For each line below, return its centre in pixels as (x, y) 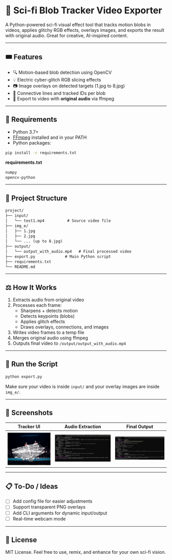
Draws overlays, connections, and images (64, 327)
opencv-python (20, 178)
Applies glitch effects (43, 322)
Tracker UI (29, 427)
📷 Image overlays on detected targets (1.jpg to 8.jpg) (69, 86)
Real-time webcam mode (39, 518)
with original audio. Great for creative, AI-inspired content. (67, 35)
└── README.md (20, 267)
